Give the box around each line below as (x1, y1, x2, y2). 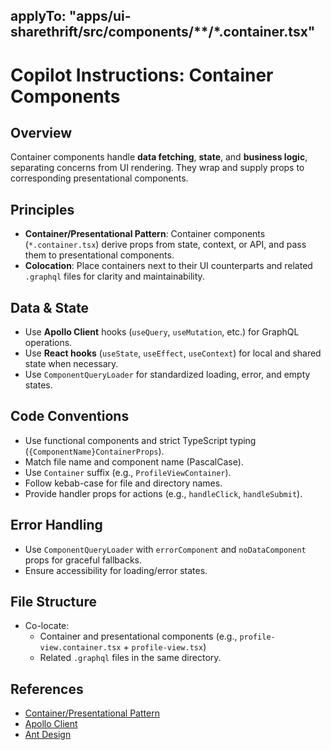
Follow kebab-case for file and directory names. (24, 477, 223, 489)
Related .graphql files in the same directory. (39, 652, 222, 664)
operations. (24, 337, 73, 349)
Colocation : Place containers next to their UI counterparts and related (24, 260, 313, 272)
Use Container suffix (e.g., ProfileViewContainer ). (24, 466, 232, 478)
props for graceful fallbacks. (24, 554, 143, 566)
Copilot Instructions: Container (10, 64, 274, 86)
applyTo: (10, 8, 67, 25)
